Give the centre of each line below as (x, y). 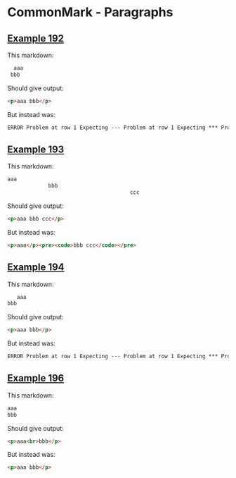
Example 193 (36, 149)
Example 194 (36, 268)
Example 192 (36, 38)
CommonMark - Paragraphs (90, 12)
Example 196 (36, 378)
